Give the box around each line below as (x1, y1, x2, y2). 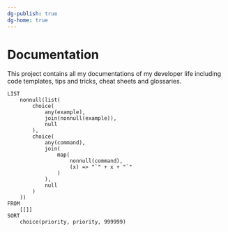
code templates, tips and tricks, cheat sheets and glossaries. (7, 77, 182, 86)
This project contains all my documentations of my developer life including (7, 70, 222, 78)
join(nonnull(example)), (44, 115, 117, 122)
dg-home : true (7, 17, 49, 24)
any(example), (44, 109, 86, 116)
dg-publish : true (7, 10, 58, 17)
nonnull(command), (69, 157, 123, 164)
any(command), (44, 139, 86, 146)
